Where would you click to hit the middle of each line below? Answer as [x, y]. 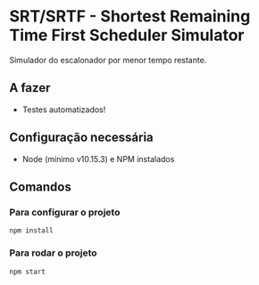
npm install [31, 231]
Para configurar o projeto [65, 212]
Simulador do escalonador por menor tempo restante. [108, 60]
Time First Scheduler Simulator [127, 35]
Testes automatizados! [64, 110]
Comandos [40, 187]
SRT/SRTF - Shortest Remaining [130, 16]
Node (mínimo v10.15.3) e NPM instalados [98, 159]
